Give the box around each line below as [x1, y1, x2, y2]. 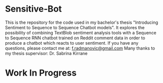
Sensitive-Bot [5, 3, 62, 15]
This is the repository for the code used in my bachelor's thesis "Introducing [5, 19, 159, 25]
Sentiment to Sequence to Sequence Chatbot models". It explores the [5, 24, 145, 30]
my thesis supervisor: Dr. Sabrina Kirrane [5, 50, 88, 56]
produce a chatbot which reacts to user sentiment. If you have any [5, 40, 139, 46]
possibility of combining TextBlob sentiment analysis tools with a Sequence [5, 30, 157, 35]
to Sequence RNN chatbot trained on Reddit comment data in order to [5, 35, 145, 41]
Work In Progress [5, 67, 77, 79]
